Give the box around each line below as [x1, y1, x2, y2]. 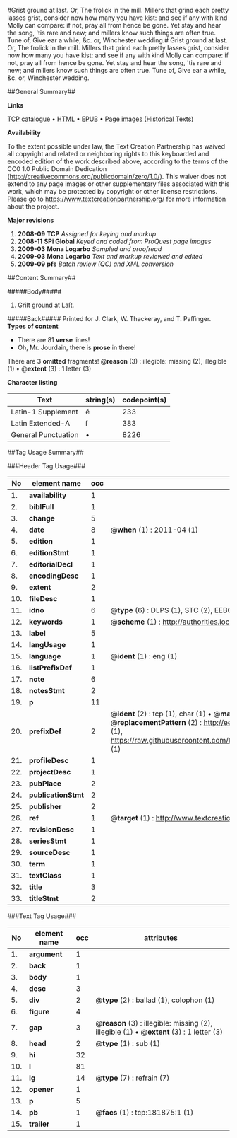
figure [29, 1007, 50, 1016]
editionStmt [29, 548, 69, 557]
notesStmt [29, 686, 65, 695]
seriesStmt [29, 836, 67, 846]
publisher [29, 802, 62, 811]
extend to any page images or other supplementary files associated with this [7, 180, 230, 188]
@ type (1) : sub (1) [95, 1039, 160, 1048]
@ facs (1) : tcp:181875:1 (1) [95, 1108, 194, 1117]
